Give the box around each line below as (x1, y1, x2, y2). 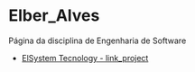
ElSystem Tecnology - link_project (21, 52, 149, 63)
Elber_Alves (8, 5, 100, 26)
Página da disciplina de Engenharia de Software (8, 35, 187, 46)
